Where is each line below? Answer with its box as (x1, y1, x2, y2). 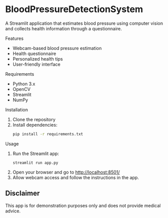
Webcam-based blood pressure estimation (12, 45, 102, 51)
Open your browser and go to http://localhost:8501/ (12, 169, 120, 175)
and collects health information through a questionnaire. (5, 25, 122, 31)
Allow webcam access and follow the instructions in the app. (12, 174, 139, 180)
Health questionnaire (12, 50, 57, 57)
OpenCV (12, 86, 31, 92)
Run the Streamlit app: (12, 150, 59, 156)
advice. (5, 208, 21, 214)
